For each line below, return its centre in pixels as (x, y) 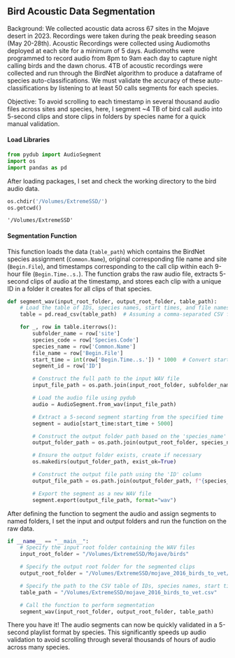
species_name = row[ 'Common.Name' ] (84, 346)
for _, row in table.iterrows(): (69, 327)
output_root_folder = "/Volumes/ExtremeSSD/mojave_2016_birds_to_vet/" (126, 573)
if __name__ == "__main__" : (48, 541)
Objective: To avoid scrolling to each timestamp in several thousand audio (114, 101)
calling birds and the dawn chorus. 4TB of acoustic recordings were (105, 65)
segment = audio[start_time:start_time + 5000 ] (103, 423)
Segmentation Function (42, 236)
